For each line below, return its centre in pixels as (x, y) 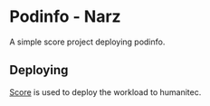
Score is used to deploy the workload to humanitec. (105, 92)
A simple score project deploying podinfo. (87, 42)
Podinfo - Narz (65, 17)
